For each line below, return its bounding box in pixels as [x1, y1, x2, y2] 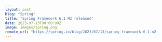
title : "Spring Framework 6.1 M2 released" [5, 16, 94, 21]
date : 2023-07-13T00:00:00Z [5, 20, 62, 26]
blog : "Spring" [5, 12, 36, 16]
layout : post [5, 7, 31, 12]
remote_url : [5, 29, 29, 34]
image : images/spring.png [5, 25, 57, 30]
